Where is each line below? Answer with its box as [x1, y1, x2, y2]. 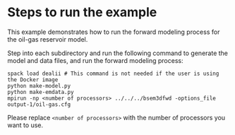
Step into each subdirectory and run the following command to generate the [7, 49, 228, 57]
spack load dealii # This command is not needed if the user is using [7, 70, 219, 77]
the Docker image [7, 76, 59, 83]
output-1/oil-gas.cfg [7, 100, 71, 108]
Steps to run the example [7, 4, 157, 20]
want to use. [7, 121, 44, 129]
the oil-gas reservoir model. [7, 35, 88, 43]
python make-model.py [7, 82, 71, 89]
